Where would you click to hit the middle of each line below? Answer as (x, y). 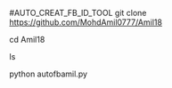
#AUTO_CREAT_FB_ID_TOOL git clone (78, 13)
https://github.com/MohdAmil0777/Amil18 (86, 22)
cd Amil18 (27, 40)
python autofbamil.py (48, 74)
